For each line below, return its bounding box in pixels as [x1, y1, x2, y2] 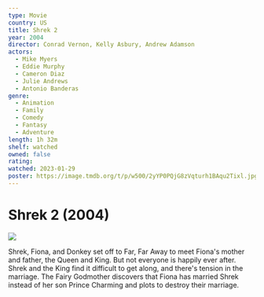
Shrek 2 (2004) [8, 206, 110, 224]
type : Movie [8, 11, 47, 20]
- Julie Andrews [15, 77, 68, 85]
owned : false [8, 150, 51, 158]
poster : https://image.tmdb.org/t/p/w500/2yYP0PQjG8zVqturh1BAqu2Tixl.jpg [8, 172, 258, 181]
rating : [8, 158, 34, 166]
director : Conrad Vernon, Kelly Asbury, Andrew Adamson [8, 41, 195, 49]
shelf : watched [8, 143, 58, 151]
